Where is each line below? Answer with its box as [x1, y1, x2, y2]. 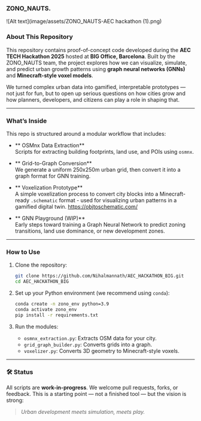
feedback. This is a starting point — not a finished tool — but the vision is [6, 390, 187, 397]
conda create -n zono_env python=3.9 [14, 301, 109, 307]
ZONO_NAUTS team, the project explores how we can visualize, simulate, [6, 59, 187, 66]
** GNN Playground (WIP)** [14, 214, 86, 222]
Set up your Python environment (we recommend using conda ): [14, 289, 170, 297]
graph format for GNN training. [14, 172, 91, 179]
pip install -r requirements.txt [14, 312, 99, 318]
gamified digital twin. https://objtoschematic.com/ [14, 203, 138, 210]
